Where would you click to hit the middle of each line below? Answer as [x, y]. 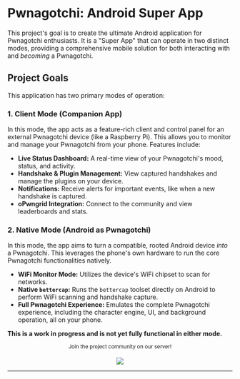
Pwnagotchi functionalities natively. [60, 261]
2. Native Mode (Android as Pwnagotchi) [79, 230]
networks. [32, 282]
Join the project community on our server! [120, 347]
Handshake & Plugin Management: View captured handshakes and [117, 173]
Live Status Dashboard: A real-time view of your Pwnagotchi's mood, [120, 158]
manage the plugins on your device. [70, 181]
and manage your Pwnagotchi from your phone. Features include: [104, 145]
